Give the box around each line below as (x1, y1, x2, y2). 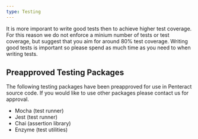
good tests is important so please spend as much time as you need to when (6, 44, 191, 51)
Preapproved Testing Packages (6, 68, 124, 78)
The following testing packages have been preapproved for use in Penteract (6, 83, 192, 90)
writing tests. (6, 50, 38, 57)
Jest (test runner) (14, 113, 58, 121)
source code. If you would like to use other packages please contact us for (6, 90, 189, 97)
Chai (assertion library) (14, 120, 71, 127)
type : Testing (6, 8, 41, 15)
